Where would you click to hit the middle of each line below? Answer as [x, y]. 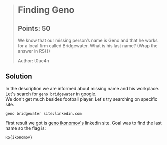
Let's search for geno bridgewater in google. [51, 94]
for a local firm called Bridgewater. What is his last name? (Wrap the [88, 46]
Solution [19, 77]
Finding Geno [46, 10]
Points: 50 [34, 29]
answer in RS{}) [34, 51]
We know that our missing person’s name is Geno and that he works [88, 40]
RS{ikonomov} [19, 137]
